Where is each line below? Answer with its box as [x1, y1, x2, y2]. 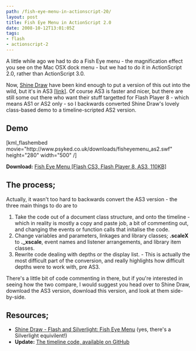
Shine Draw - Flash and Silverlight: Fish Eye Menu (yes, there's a [14, 326, 171, 333]
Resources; [6, 310, 49, 320]
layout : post [6, 14, 38, 20]
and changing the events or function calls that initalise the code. [14, 226, 170, 233]
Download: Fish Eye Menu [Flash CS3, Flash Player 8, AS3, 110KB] [6, 163, 167, 170]
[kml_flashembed [6, 139, 48, 146]
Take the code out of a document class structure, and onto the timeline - [14, 213, 190, 220]
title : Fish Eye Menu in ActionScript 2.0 [6, 19, 111, 25]
